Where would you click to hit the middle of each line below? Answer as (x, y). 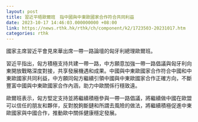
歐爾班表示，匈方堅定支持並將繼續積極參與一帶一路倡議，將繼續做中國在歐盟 (99, 98)
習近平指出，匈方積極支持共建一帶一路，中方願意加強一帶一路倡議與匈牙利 (96, 64)
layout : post (22, 11)
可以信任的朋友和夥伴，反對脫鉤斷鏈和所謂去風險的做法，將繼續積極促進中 (96, 105)
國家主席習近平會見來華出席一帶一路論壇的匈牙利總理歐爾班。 (81, 51)
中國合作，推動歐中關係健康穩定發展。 (73, 113)
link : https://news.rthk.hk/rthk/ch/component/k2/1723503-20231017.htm (96, 28)
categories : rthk (27, 34)
